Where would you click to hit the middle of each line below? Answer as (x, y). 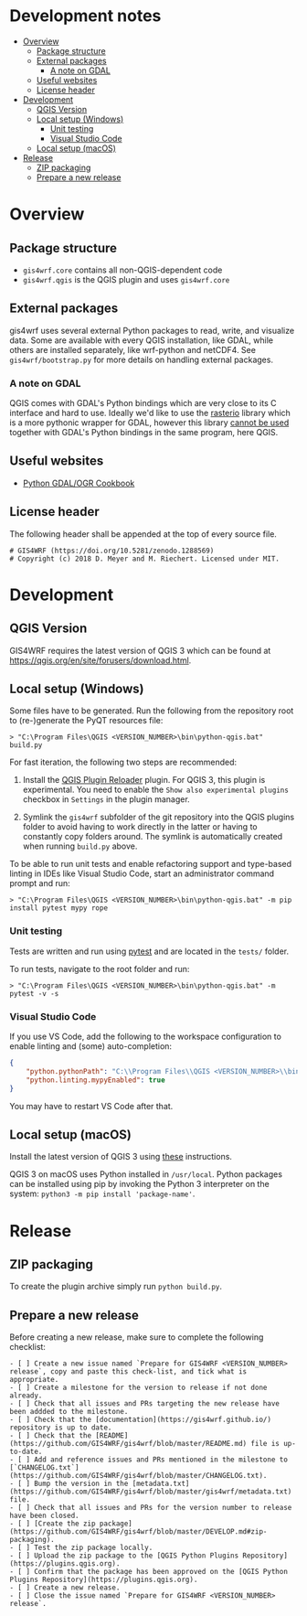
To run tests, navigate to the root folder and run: (100, 969)
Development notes (85, 16)
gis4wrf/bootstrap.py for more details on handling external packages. (142, 359)
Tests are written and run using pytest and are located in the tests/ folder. (149, 951)
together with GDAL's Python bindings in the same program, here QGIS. (144, 433)
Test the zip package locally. (93, 1548)
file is (265, 1444)
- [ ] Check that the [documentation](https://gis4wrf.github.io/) (141, 1420)
